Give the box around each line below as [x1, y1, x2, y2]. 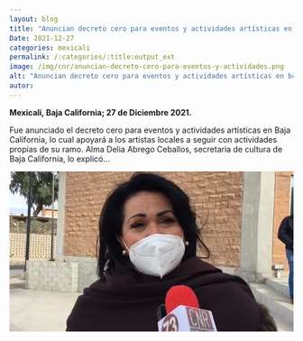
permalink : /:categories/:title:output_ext [9, 52, 176, 62]
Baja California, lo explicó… [9, 153, 111, 164]
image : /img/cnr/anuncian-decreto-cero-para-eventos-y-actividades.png [9, 62, 284, 71]
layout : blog [9, 14, 59, 23]
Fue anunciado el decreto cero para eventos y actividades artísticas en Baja [9, 124, 291, 135]
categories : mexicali [9, 43, 91, 52]
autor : [9, 81, 34, 90]
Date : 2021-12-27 [9, 33, 75, 42]
